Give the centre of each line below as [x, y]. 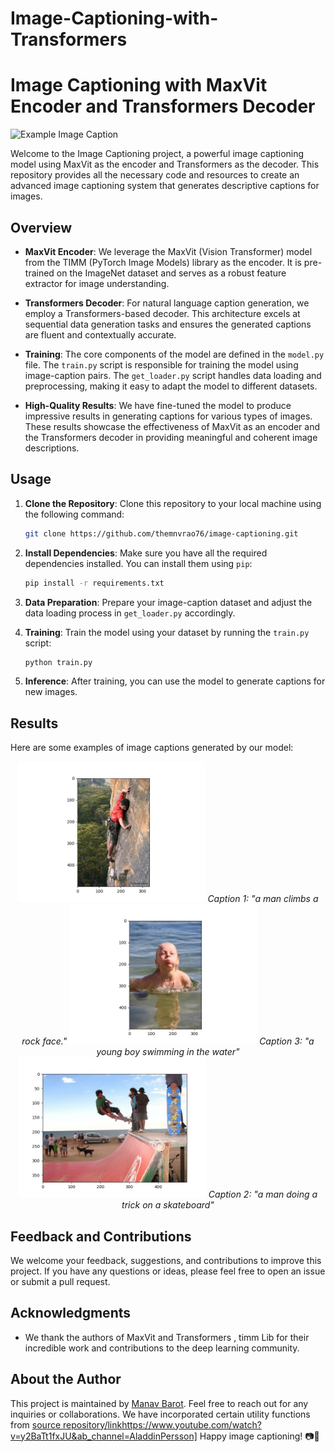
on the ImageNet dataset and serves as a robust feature [171, 273]
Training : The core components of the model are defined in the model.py [174, 354]
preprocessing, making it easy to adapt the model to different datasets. [171, 386]
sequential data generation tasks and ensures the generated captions [168, 324]
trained [39, 273]
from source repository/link [66, 1424]
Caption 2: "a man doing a [263, 1194]
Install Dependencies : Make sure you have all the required [146, 553]
